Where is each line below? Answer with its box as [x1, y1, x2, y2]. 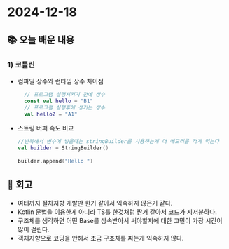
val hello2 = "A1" [24, 110, 78, 118]
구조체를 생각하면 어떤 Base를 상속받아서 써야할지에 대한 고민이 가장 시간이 [17, 216, 223, 224]
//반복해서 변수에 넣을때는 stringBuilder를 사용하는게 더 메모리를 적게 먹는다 [17, 138, 219, 145]
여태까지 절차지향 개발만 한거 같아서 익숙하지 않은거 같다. [17, 198, 173, 207]
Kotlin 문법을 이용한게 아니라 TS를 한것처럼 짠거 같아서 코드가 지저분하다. [17, 208, 217, 216]
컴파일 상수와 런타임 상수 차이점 [17, 76, 104, 85]
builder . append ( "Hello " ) [17, 158, 93, 165]
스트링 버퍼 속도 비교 [17, 124, 74, 133]
